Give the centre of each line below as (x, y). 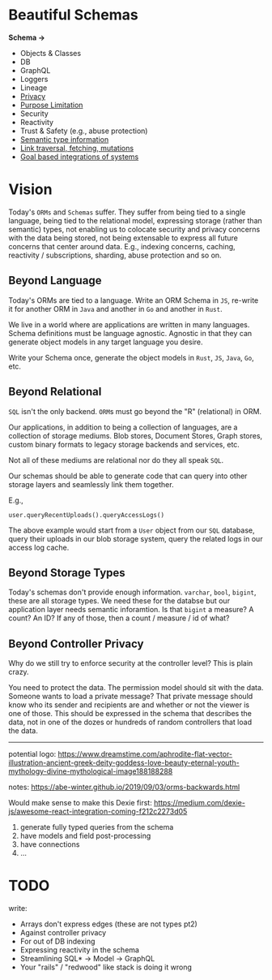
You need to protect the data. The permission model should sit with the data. (136, 688)
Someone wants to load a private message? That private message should (131, 697)
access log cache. (39, 547)
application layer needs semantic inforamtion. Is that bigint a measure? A (131, 610)
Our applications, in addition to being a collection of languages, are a (123, 427)
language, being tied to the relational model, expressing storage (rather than (136, 220)
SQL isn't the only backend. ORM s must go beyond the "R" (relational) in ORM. (135, 411)
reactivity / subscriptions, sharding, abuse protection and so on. (115, 255)
